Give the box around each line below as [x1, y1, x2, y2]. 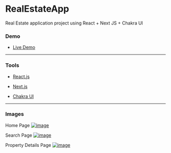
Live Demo [12, 44, 36, 50]
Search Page [5, 132, 32, 138]
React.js [12, 73, 30, 80]
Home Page [5, 122, 30, 128]
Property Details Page [5, 142, 51, 148]
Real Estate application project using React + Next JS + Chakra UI [5, 20, 144, 26]
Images [5, 111, 24, 118]
